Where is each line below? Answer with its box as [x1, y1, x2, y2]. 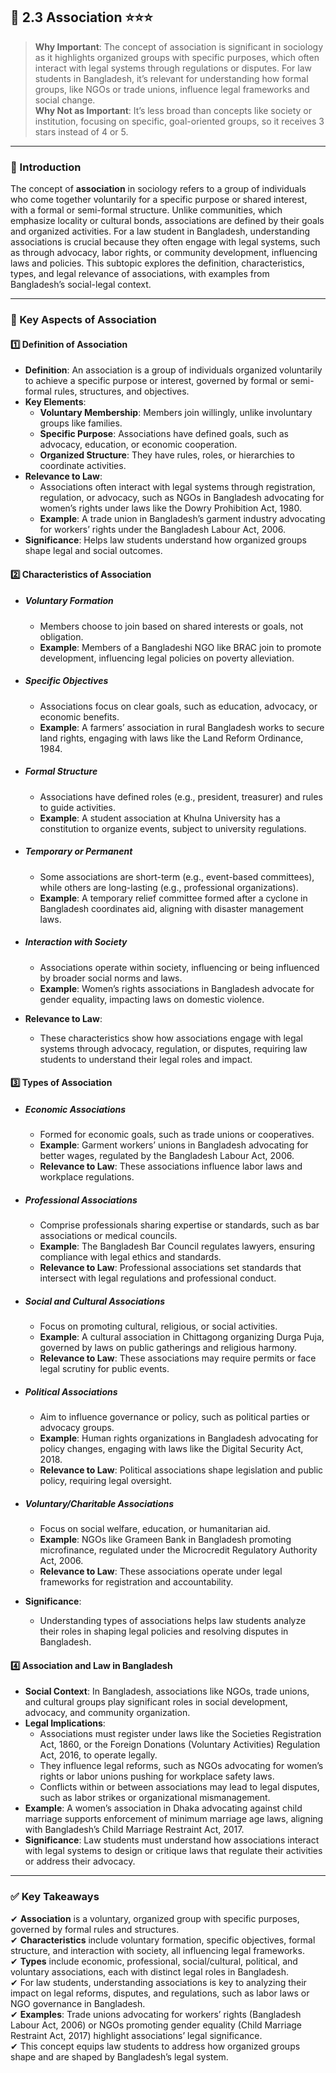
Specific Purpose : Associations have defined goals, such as [39, 428, 289, 440]
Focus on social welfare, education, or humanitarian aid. [39, 1523, 271, 1535]
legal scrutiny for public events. [39, 1363, 170, 1375]
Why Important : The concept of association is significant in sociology [34, 40, 323, 53]
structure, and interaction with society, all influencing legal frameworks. [10, 1944, 305, 1956]
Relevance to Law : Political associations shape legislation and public [39, 1464, 324, 1476]
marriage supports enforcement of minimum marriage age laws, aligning [24, 1813, 324, 1825]
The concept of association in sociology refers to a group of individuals [10, 183, 307, 195]
